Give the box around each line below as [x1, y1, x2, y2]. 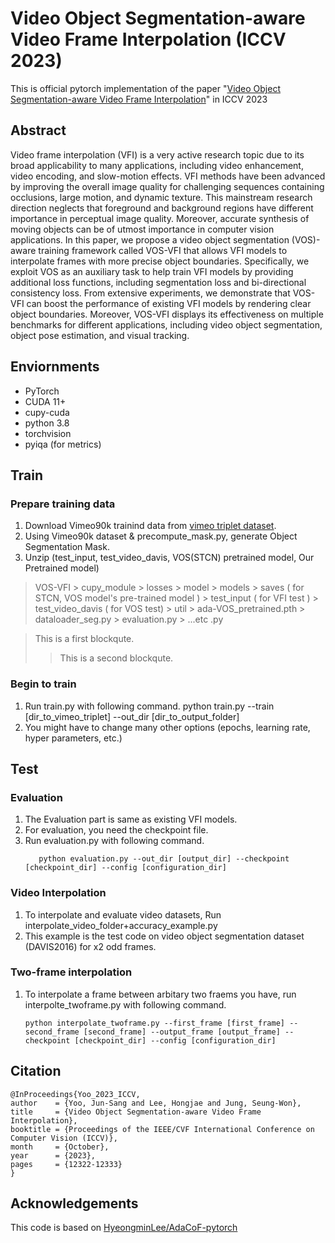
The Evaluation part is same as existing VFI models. [24, 813, 238, 826]
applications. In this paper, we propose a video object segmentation [10, 233, 290, 246]
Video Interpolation [10, 886, 107, 900]
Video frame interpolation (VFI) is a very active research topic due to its [10, 148, 305, 161]
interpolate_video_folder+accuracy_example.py [24, 919, 218, 931]
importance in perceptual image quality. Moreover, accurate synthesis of [10, 212, 310, 224]
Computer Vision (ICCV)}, [10, 1133, 118, 1143]
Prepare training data [10, 497, 116, 511]
